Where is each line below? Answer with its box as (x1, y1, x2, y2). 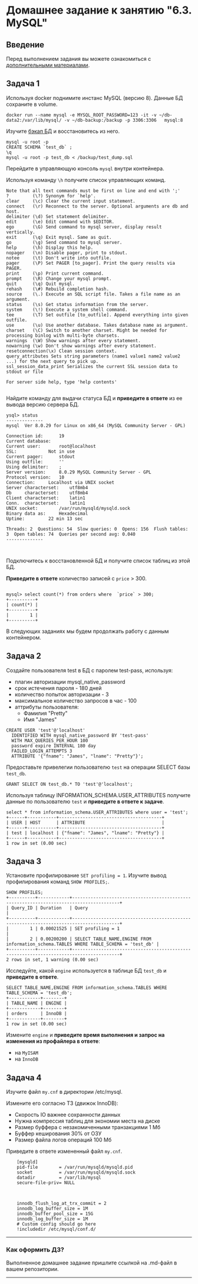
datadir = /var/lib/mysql (16, 1175, 101, 1181)
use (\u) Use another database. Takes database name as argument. (6, 322, 189, 328)
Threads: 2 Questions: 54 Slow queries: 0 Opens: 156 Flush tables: (6, 526, 189, 532)
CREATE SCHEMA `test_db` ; (6, 144, 72, 150)
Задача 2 (6, 651, 41, 661)
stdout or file (6, 369, 44, 375)
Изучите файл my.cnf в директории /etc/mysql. (6, 1088, 123, 1096)
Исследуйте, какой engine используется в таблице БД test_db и (6, 967, 167, 974)
